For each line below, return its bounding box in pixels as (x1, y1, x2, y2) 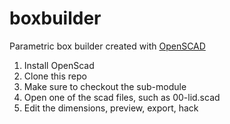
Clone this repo (23, 70, 87, 82)
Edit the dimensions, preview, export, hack (23, 102, 199, 114)
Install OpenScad (23, 59, 95, 71)
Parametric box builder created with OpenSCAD (9, 40, 206, 52)
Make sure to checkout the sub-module (23, 80, 187, 92)
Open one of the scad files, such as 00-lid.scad (23, 91, 221, 103)
